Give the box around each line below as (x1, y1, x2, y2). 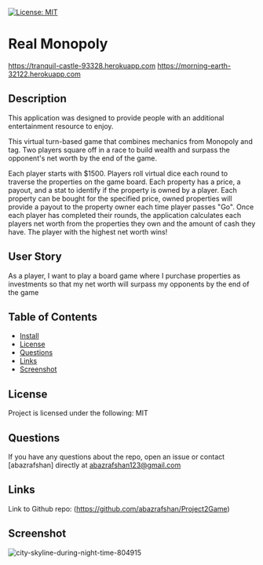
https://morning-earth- (156, 61, 232, 70)
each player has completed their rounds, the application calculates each (8, 210, 242, 220)
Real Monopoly (8, 35, 108, 53)
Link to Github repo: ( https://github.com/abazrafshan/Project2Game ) (8, 504, 230, 513)
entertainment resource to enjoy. (8, 121, 114, 131)
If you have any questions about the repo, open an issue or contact (8, 452, 225, 461)
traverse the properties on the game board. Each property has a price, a (8, 177, 241, 186)
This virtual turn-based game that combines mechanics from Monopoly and (8, 136, 253, 146)
